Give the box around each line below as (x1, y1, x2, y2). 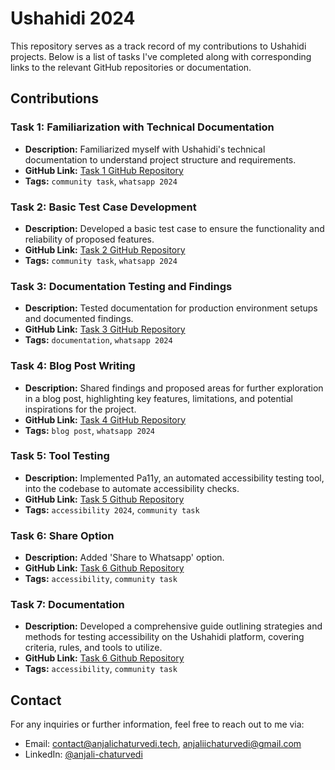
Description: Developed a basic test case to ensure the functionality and (24, 222, 325, 234)
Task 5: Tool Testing (10, 449, 110, 463)
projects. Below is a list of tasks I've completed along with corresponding (10, 50, 312, 62)
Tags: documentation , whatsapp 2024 (24, 334, 173, 346)
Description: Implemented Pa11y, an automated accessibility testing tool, (24, 472, 325, 484)
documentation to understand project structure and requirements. (24, 153, 297, 166)
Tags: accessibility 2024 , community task (24, 503, 200, 516)
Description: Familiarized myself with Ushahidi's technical (24, 143, 266, 155)
